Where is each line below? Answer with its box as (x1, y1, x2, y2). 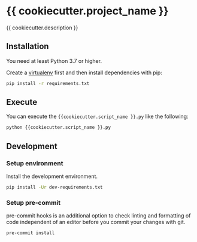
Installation (6, 41, 49, 52)
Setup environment (6, 159, 64, 167)
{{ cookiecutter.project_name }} (6, 4, 169, 18)
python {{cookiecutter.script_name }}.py (6, 125, 111, 131)
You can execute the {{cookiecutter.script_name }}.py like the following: (6, 113, 189, 120)
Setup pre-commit (6, 198, 61, 207)
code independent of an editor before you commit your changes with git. (6, 219, 186, 226)
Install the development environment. (6, 173, 98, 180)
